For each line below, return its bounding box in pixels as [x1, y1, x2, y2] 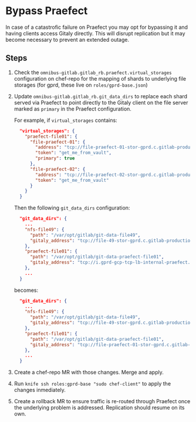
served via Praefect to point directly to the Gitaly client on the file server [13, 99, 188, 106]
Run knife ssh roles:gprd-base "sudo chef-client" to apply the [13, 380, 171, 387]
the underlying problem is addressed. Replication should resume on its [13, 404, 185, 411]
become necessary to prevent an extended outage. [5, 36, 130, 43]
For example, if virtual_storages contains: [13, 117, 118, 124]
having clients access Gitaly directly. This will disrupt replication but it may [5, 29, 185, 36]
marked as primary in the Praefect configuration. [13, 105, 131, 112]
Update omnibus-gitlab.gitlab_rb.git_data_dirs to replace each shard [13, 92, 188, 99]
